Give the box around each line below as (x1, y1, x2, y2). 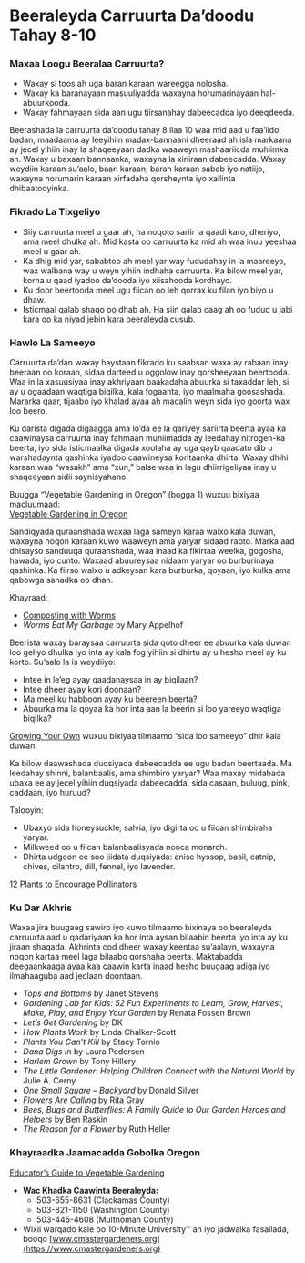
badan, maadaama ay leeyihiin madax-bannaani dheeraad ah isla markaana (9, 134, 292, 146)
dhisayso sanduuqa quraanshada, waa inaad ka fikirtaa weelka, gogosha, (9, 546, 284, 557)
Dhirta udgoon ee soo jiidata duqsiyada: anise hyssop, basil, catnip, (22, 851, 276, 862)
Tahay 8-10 (9, 25, 97, 46)
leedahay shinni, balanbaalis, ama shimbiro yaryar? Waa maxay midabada (9, 767, 286, 779)
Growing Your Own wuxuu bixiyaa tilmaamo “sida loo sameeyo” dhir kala (9, 731, 281, 742)
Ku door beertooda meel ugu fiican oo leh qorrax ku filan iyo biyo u (22, 284, 274, 295)
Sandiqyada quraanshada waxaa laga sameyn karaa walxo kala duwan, (9, 526, 276, 538)
